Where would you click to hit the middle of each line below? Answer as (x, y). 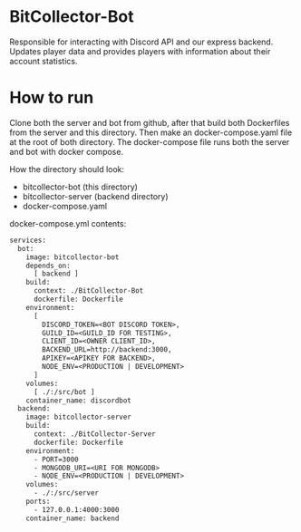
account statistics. (44, 61)
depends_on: (48, 266)
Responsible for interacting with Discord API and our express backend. (141, 42)
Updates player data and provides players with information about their (140, 51)
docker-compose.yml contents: (68, 223)
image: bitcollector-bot (73, 257)
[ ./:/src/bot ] (64, 392)
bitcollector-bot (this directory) (80, 187)
